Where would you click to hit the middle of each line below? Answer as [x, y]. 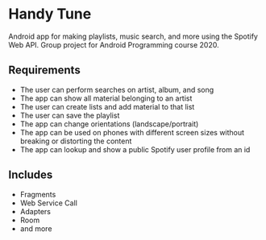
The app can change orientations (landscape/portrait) [109, 124]
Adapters [35, 211]
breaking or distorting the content [76, 141]
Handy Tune [50, 14]
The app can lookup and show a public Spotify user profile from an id [135, 149]
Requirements [44, 70]
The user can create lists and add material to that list [107, 106]
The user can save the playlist [70, 115]
